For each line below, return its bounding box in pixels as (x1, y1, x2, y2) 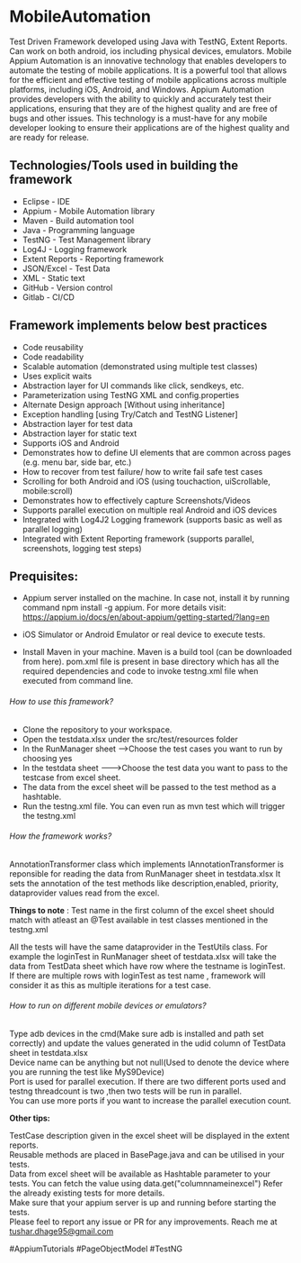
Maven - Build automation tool (22, 214, 135, 226)
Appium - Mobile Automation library (22, 205, 155, 216)
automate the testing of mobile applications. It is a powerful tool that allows (9, 65, 288, 76)
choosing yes (22, 752, 73, 763)
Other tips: (9, 1113, 51, 1123)
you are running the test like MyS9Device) (9, 1066, 164, 1077)
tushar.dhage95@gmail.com (9, 1225, 114, 1236)
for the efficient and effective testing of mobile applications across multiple (9, 74, 288, 85)
